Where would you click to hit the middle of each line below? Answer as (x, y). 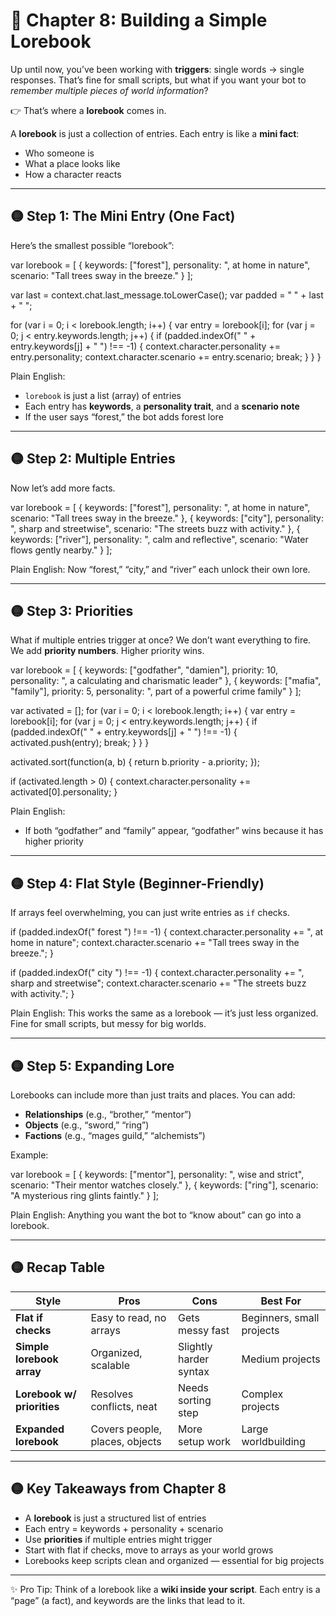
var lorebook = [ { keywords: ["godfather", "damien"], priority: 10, (144, 670)
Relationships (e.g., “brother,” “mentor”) (108, 1114)
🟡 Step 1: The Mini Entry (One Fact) (123, 216)
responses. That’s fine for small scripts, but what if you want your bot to (158, 80)
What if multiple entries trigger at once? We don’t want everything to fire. (161, 640)
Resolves (112, 1394)
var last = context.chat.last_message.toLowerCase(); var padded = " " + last (167, 295)
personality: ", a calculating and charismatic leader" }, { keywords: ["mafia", (166, 681)
